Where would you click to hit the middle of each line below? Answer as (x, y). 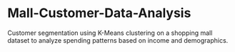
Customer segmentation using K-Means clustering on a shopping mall (110, 33)
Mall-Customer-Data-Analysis (99, 13)
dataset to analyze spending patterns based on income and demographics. (118, 40)
